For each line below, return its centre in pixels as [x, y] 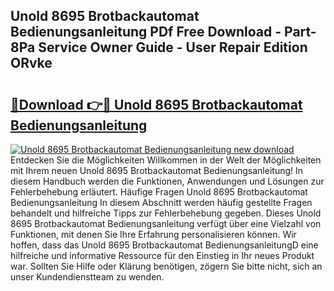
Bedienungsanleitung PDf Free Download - [146, 32]
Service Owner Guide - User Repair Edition [173, 47]
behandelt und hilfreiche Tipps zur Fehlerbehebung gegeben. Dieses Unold [166, 213]
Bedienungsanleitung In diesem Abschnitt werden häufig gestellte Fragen [161, 202]
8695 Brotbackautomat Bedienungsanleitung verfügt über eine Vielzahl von [166, 223]
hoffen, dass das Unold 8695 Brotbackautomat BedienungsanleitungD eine [164, 245]
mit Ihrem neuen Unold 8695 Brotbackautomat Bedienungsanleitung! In [157, 170]
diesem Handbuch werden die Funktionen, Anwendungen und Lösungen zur [167, 181]
